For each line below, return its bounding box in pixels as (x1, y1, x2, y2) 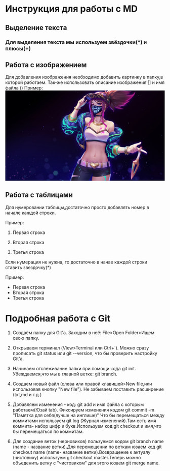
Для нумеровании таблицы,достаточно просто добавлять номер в (5, 204, 149, 210)
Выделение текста (5, 23, 67, 32)
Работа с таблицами (5, 191, 73, 199)
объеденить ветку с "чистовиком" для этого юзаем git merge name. (12, 460, 160, 466)
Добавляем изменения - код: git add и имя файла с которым (12, 401, 144, 407)
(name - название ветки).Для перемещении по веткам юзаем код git (12, 444, 162, 450)
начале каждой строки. (5, 210, 56, 216)
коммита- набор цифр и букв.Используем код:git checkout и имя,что (12, 423, 162, 429)
